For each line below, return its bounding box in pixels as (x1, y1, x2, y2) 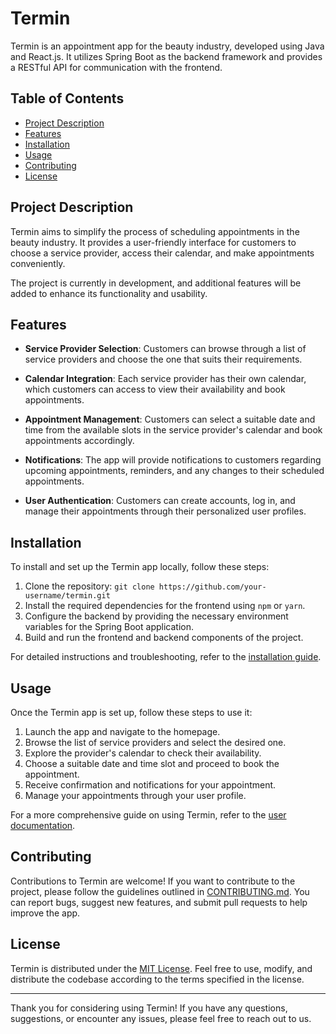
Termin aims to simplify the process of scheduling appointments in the (10, 225, 300, 237)
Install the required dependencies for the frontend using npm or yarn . (24, 600, 306, 612)
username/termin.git (24, 591, 111, 601)
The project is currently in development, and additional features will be (10, 277, 302, 289)
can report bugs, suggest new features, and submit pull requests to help (10, 896, 308, 908)
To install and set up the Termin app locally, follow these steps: (10, 561, 270, 573)
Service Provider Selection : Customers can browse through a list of (24, 343, 307, 355)
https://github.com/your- (158, 582, 267, 592)
